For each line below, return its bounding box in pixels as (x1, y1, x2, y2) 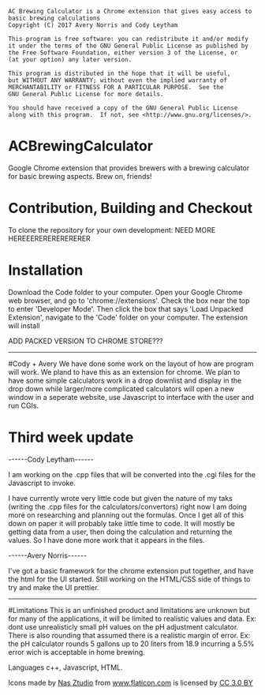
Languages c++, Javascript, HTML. (8, 663, 123, 672)
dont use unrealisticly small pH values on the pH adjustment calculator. (8, 622, 239, 631)
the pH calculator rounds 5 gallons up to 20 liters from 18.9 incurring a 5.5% (8, 639, 255, 648)
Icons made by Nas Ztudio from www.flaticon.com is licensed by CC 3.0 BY (8, 678, 254, 687)
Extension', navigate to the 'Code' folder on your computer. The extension (8, 312, 248, 322)
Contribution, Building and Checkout (8, 200, 253, 217)
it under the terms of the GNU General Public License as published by (8, 42, 248, 50)
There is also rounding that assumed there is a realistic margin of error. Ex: (8, 630, 251, 640)
